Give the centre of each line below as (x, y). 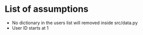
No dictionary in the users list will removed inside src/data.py (75, 23)
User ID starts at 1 (30, 28)
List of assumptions (46, 9)
